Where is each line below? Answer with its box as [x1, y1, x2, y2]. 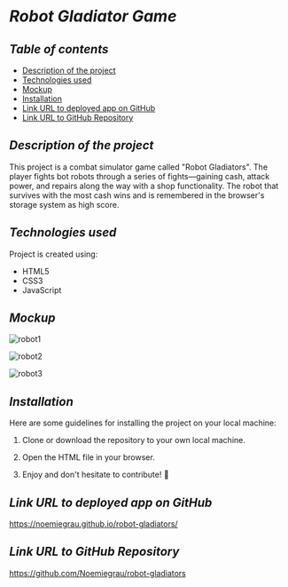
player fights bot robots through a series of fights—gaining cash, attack [9, 171, 270, 181]
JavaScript [21, 284, 62, 295]
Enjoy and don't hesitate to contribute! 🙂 [21, 469, 170, 480]
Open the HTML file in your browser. [21, 452, 155, 463]
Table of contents [9, 42, 109, 57]
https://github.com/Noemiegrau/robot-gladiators [9, 567, 186, 578]
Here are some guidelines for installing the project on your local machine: [9, 417, 276, 428]
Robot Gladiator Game [9, 6, 177, 27]
